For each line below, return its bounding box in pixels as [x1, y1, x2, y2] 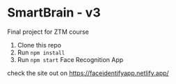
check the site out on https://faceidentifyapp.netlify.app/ [7, 69, 169, 77]
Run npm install [17, 48, 65, 56]
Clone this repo [17, 41, 61, 49]
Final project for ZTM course [7, 28, 89, 36]
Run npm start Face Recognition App [17, 55, 124, 63]
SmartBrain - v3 [7, 5, 101, 21]
